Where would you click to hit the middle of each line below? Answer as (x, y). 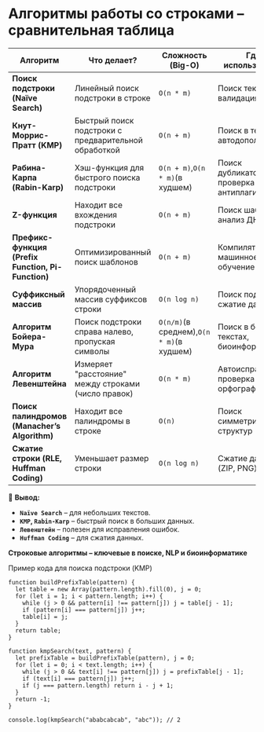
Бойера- (29, 336)
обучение (236, 266)
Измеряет (93, 364)
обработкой (97, 150)
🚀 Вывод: (24, 497)
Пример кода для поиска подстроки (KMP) (81, 568)
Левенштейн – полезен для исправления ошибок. (99, 529)
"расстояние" (101, 374)
